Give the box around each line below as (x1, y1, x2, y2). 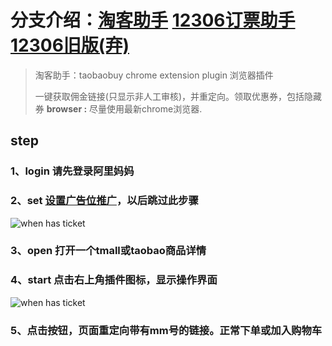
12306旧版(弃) (10, 34, 130, 57)
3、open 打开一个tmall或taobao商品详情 (10, 244, 207, 258)
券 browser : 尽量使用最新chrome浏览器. (34, 102, 203, 115)
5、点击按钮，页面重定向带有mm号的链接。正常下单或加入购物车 (10, 323, 323, 337)
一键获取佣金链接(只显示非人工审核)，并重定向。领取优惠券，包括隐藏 (34, 90, 323, 102)
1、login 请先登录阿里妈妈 (10, 164, 135, 178)
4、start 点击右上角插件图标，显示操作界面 (10, 273, 218, 287)
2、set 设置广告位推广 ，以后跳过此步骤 (10, 194, 199, 208)
